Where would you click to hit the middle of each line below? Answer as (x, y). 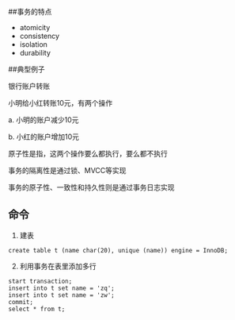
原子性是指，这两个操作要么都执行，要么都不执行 (88, 154)
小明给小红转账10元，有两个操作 (61, 103)
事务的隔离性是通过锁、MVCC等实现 (67, 170)
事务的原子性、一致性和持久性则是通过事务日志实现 (91, 187)
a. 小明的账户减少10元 (44, 120)
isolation (33, 44)
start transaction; (40, 281)
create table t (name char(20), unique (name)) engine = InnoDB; (118, 250)
